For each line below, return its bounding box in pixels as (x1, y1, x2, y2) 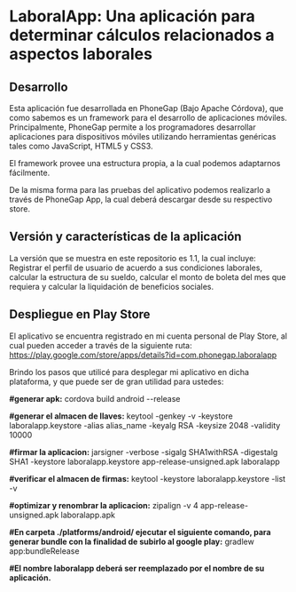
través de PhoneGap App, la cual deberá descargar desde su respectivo (9, 194, 273, 204)
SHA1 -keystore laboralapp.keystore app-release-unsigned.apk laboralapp (9, 456, 281, 467)
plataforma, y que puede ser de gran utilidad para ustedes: (9, 376, 224, 387)
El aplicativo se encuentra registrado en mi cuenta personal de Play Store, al (9, 331, 288, 341)
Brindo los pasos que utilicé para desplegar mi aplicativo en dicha (9, 366, 250, 377)
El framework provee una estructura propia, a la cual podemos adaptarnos (9, 158, 281, 168)
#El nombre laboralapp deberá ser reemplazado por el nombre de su (9, 563, 265, 573)
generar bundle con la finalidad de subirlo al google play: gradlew (9, 536, 254, 547)
